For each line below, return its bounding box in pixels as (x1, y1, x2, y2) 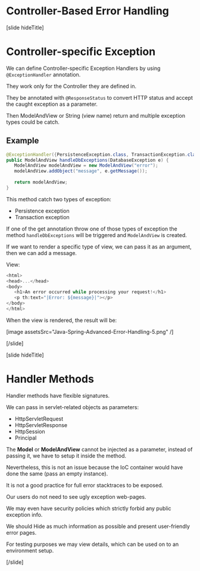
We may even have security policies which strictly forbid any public (6, 505, 171, 512)
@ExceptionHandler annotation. (6, 70, 81, 78)
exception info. (6, 511, 43, 518)
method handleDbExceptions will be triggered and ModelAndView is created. (6, 231, 187, 238)
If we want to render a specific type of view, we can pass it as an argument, (6, 243, 192, 250)
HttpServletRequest (14, 415, 64, 422)
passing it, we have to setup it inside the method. (6, 452, 127, 459)
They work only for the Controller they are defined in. (6, 82, 137, 90)
